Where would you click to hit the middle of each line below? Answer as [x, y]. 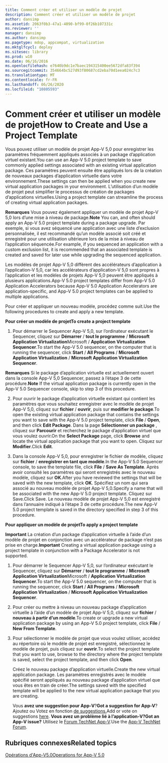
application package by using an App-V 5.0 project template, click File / [86, 623]
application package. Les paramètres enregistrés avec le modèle [79, 675]
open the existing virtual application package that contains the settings [86, 415]
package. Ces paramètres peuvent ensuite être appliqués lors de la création [83, 171]
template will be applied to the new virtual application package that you [86, 691]
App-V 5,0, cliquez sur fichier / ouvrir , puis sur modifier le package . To [86, 409]
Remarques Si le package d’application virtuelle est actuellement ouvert [79, 373]
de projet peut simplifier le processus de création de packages [70, 192]
